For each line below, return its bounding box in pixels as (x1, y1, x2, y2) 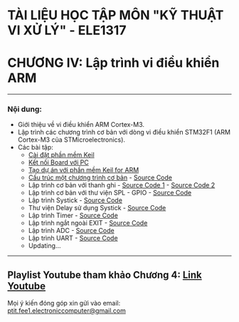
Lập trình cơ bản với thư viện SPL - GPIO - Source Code (28, 189, 192, 197)
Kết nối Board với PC (28, 158, 89, 167)
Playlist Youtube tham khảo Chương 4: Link (7, 269, 203, 281)
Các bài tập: (17, 143, 53, 152)
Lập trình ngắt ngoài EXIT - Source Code (28, 219, 148, 227)
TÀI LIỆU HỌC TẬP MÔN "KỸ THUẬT (7, 7, 224, 24)
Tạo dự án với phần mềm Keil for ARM (28, 166, 139, 175)
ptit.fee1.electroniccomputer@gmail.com (7, 306, 126, 315)
